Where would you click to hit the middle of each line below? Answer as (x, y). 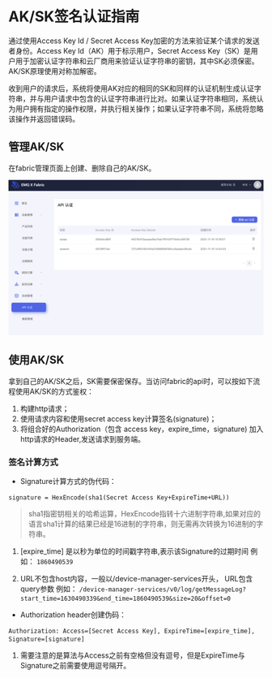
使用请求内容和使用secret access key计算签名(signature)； (118, 418)
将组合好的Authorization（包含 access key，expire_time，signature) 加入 (142, 429)
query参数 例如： (49, 589)
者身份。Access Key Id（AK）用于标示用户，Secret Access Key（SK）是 (130, 50)
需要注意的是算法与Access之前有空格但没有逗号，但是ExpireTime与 (132, 655)
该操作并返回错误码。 (44, 119)
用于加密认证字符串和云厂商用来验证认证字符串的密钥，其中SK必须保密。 (137, 61)
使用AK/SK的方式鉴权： (55, 391)
